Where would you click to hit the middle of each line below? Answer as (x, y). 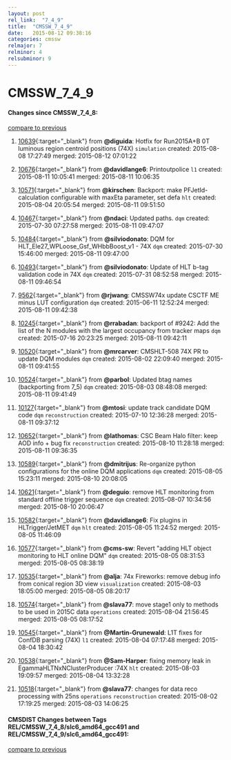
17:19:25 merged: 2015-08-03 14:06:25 (73, 704)
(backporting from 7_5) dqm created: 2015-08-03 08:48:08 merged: (112, 387)
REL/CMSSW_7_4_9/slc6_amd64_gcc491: (69, 734)
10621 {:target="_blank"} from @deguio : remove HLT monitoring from (116, 492)
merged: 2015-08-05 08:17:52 (60, 619)
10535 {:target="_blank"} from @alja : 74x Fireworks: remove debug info (119, 577)
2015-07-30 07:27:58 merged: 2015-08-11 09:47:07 (91, 226)
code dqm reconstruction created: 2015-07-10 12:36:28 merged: (108, 415)
